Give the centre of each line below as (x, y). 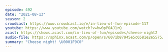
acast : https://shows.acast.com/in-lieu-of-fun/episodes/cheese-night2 (81, 33)
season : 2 (15, 19)
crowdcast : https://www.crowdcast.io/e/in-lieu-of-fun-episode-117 (77, 24)
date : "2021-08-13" (25, 14)
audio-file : (17, 38)
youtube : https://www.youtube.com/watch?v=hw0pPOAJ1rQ (63, 28)
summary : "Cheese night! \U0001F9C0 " (44, 42)
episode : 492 (19, 10)
